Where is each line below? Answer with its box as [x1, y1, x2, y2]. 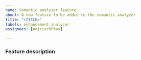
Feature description [5, 48, 55, 55]
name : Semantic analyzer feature [5, 7, 77, 13]
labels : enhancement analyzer [5, 22, 70, 27]
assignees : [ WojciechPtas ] [5, 27, 63, 32]
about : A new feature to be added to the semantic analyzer [5, 12, 136, 17]
